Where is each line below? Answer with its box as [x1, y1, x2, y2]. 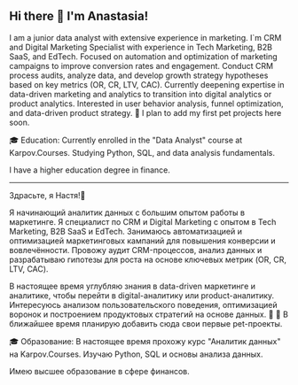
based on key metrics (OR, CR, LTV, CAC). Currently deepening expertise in [9, 79, 285, 89]
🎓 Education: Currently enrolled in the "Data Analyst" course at [9, 135, 243, 145]
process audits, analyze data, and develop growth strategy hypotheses [9, 70, 269, 81]
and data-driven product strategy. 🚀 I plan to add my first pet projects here [9, 107, 282, 118]
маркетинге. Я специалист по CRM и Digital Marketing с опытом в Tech [9, 216, 277, 227]
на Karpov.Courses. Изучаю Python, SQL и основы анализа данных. [9, 349, 263, 359]
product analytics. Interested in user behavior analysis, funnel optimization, [9, 98, 284, 109]
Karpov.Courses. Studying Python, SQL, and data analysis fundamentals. [9, 147, 275, 158]
